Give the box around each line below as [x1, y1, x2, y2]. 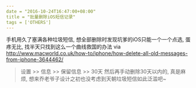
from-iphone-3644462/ [6, 56, 64, 63]
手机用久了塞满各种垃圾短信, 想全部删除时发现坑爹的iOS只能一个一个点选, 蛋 [6, 36, 191, 43]
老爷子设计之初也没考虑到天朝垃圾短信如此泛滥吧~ [44, 75, 167, 82]
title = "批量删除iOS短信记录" [6, 14, 76, 20]
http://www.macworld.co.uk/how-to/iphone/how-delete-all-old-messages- [6, 50, 188, 57]
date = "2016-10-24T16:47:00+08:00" [6, 8, 96, 15]
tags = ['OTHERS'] [6, 19, 51, 25]
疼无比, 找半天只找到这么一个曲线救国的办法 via [6, 43, 121, 50]
